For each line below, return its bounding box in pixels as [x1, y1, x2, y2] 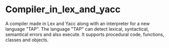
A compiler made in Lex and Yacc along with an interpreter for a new [5, 20, 150, 27]
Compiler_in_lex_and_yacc [5, 4, 121, 15]
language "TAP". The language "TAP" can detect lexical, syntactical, [5, 26, 150, 32]
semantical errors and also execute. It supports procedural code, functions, [5, 31, 165, 37]
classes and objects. [5, 37, 49, 43]
